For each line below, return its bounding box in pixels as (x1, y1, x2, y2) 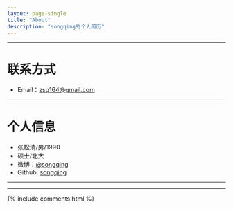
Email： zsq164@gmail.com (17, 86, 95, 94)
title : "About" (7, 17, 51, 24)
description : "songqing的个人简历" (7, 23, 105, 30)
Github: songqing (17, 168, 67, 176)
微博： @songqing (17, 161, 69, 169)
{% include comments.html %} (7, 194, 95, 203)
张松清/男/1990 (17, 143, 60, 152)
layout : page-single (7, 10, 67, 17)
